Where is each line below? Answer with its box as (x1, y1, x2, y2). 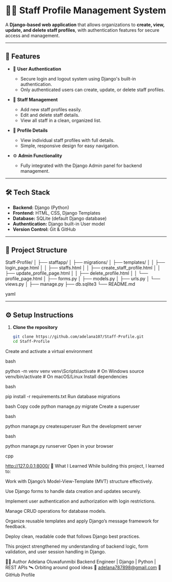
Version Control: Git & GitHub (12, 226, 76, 232)
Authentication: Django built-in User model (12, 220, 105, 227)
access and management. (5, 32, 60, 38)
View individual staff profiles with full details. (20, 137, 115, 143)
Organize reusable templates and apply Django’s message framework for (5, 517, 159, 524)
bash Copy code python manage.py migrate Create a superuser (5, 403, 140, 409)
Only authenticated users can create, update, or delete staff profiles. (20, 87, 165, 93)
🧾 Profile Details (12, 127, 48, 133)
